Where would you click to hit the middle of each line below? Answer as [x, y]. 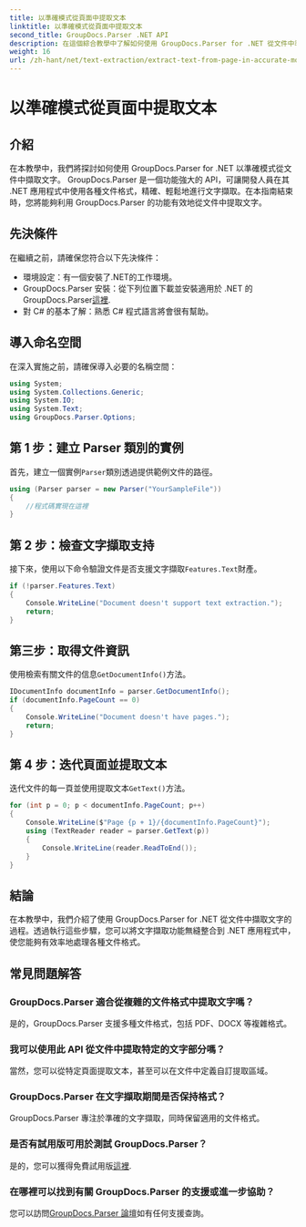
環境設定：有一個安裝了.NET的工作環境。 [100, 277]
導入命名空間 [46, 343]
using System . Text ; [46, 409]
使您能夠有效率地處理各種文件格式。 [77, 942]
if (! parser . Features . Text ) [63, 586]
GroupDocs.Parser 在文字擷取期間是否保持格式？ [118, 1097]
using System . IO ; [42, 401]
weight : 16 [30, 52]
